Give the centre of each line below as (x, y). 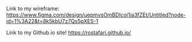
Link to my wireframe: (33, 9)
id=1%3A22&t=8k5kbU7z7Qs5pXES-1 (52, 21)
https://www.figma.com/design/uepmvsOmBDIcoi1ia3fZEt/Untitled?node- (96, 15)
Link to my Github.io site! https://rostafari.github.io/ (69, 33)
